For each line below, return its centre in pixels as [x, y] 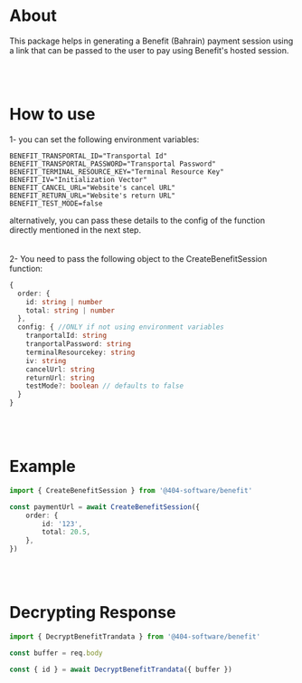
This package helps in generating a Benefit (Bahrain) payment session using [151, 41]
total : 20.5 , [66, 532]
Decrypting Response [93, 613]
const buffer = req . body [56, 653]
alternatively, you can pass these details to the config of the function [137, 220]
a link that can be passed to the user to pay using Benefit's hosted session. [149, 50]
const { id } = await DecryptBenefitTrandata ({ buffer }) [121, 669]
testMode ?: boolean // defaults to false [104, 386]
